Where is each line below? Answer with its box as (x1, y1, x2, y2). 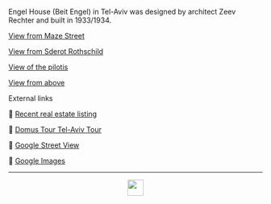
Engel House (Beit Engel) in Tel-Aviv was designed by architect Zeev (8, 7, 236, 16)
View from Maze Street (8, 31, 85, 40)
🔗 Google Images (8, 156, 66, 165)
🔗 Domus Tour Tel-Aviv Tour (8, 125, 102, 134)
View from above (8, 78, 65, 87)
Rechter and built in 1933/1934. (8, 15, 111, 25)
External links (8, 94, 54, 103)
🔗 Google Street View (8, 140, 80, 150)
